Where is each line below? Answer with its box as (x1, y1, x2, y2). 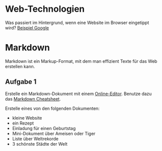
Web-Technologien (5, 3, 85, 15)
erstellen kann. (5, 63, 35, 69)
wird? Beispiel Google (5, 25, 49, 30)
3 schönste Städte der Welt (12, 141, 68, 147)
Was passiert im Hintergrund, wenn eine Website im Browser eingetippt (5, 20, 149, 25)
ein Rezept (12, 120, 34, 126)
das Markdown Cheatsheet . (5, 96, 61, 101)
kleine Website (12, 115, 42, 121)
